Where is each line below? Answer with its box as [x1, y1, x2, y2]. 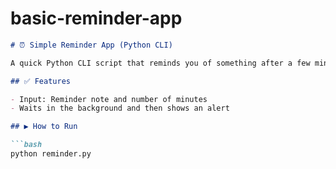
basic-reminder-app [10, 7, 183, 30]
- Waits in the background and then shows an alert [10, 103, 230, 114]
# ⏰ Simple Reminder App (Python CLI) [10, 40, 173, 50]
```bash [10, 140, 43, 150]
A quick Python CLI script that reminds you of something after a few [10, 58, 311, 68]
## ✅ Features [10, 76, 71, 86]
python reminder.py [10, 149, 92, 159]
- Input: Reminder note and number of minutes [10, 94, 208, 104]
